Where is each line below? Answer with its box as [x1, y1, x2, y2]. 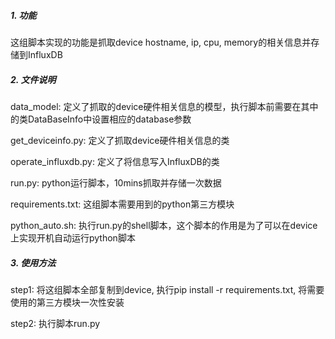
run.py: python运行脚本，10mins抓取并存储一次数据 [10, 176, 222, 189]
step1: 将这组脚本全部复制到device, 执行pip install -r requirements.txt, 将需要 [10, 283, 325, 295]
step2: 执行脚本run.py [10, 317, 101, 329]
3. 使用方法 [10, 256, 57, 269]
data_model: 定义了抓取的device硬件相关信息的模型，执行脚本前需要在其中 [10, 100, 319, 112]
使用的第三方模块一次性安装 [10, 296, 125, 308]
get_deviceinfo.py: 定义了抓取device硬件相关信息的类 [10, 134, 230, 146]
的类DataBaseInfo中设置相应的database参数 [10, 113, 192, 125]
